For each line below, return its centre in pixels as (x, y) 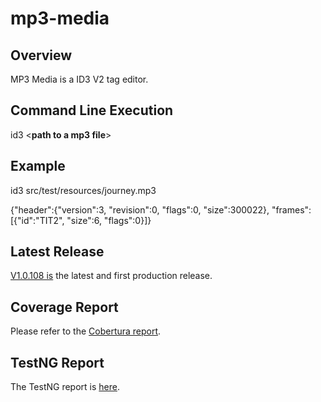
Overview (41, 55)
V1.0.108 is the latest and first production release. (111, 276)
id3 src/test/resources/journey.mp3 (83, 190)
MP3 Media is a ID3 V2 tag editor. (79, 79)
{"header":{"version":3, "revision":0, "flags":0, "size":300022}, (140, 209)
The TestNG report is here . (65, 387)
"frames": (291, 209)
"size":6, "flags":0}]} (109, 220)
